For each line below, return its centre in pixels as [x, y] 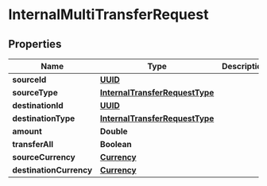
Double [114, 131]
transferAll [33, 144]
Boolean [116, 144]
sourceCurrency [44, 157]
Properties [35, 44]
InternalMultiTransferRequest [108, 15]
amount [27, 131]
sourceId [29, 79]
